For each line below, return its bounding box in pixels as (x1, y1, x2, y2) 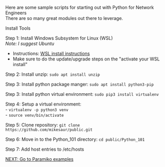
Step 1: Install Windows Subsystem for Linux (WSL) (5, 35, 113, 41)
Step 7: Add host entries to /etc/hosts (5, 146, 85, 152)
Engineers (5, 10, 27, 16)
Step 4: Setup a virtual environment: (5, 101, 81, 107)
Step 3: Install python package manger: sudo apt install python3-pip (5, 81, 154, 87)
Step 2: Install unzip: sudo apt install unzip (5, 71, 100, 77)
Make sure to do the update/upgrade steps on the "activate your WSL (12, 56, 160, 62)
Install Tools (5, 25, 31, 31)
